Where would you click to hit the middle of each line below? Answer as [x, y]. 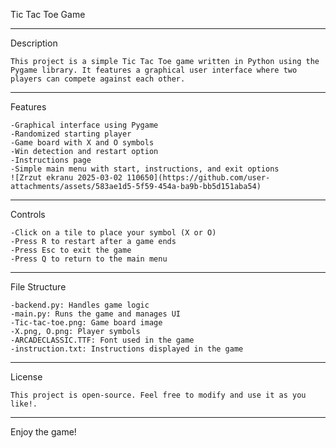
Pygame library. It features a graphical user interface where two [154, 70]
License [26, 377]
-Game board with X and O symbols [82, 143]
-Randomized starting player [71, 134]
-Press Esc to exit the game [71, 250]
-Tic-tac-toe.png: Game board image [86, 323]
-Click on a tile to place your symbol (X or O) [113, 233]
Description [34, 43]
